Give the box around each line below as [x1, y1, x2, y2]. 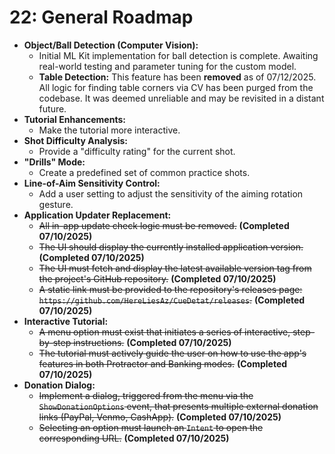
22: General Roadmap [9, 6, 194, 29]
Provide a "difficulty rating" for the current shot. [38, 145, 236, 157]
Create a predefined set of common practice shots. [38, 166, 251, 178]
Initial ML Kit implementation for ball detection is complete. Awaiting [38, 49, 319, 61]
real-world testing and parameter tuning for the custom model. [38, 60, 297, 72]
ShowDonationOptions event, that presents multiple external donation [38, 400, 319, 412]
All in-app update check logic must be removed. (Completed [38, 219, 290, 231]
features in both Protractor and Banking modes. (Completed [38, 357, 288, 370]
